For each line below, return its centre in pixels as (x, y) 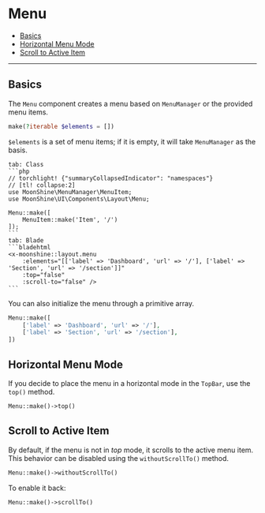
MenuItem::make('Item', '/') (70, 219)
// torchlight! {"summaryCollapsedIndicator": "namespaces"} (111, 178)
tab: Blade (26, 240)
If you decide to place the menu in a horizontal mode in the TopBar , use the (129, 383)
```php (19, 171)
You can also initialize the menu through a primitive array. (101, 303)
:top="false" (44, 275)
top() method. (32, 391)
